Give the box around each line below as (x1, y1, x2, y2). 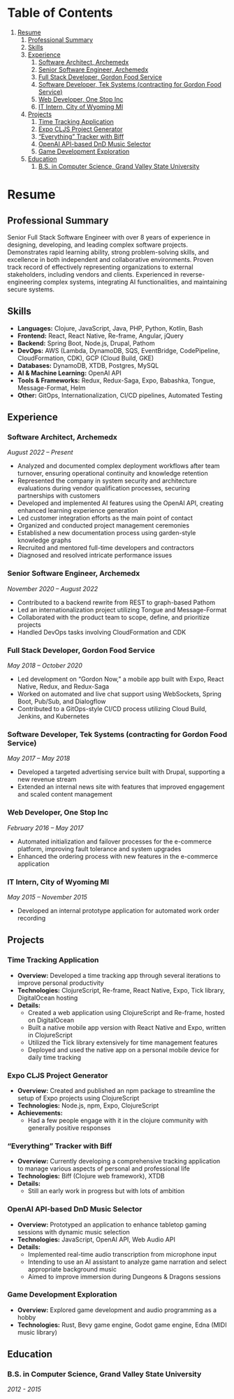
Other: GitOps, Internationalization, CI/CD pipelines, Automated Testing (17, 391, 223, 399)
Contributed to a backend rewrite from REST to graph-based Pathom (17, 598, 216, 607)
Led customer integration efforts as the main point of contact (17, 514, 193, 523)
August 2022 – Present (7, 448, 73, 457)
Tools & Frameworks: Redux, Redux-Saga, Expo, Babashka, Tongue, (17, 376, 215, 385)
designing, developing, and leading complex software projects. (7, 240, 189, 249)
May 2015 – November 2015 (7, 893, 87, 901)
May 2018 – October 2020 (7, 661, 82, 670)
